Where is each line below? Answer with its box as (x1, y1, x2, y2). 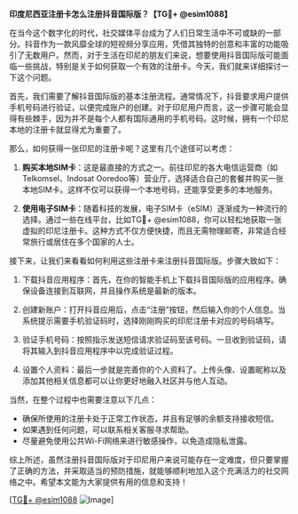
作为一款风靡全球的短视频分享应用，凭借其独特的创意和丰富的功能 (39, 39, 281, 49)
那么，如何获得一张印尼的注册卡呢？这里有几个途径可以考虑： (9, 143, 235, 154)
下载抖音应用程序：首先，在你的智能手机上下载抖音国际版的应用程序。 (21, 275, 279, 285)
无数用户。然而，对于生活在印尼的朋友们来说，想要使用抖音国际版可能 (24, 50, 281, 60)
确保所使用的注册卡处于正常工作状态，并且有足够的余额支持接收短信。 (21, 414, 279, 423)
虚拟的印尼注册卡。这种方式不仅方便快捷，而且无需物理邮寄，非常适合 (21, 226, 279, 236)
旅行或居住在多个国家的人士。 (29, 237, 139, 247)
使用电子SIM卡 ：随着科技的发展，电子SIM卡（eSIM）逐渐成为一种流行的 (21, 204, 287, 213)
